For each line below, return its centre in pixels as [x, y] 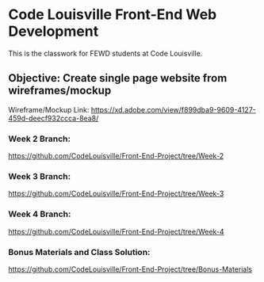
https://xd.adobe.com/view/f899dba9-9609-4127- [173, 109]
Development [54, 31]
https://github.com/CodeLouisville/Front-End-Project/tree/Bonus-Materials [130, 269]
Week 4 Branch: [40, 214]
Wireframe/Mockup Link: [49, 109]
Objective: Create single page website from [118, 78]
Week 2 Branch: [40, 139]
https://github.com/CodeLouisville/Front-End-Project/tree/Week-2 [116, 156]
